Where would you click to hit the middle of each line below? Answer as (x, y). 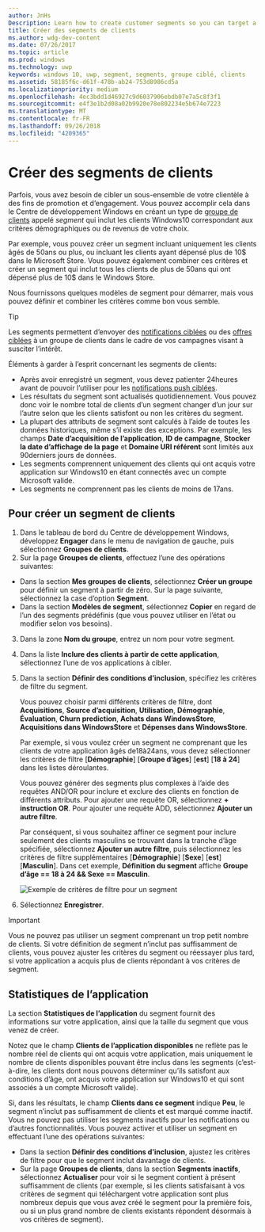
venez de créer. (34, 1030)
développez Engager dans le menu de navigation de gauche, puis (127, 541)
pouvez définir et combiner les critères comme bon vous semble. (114, 301)
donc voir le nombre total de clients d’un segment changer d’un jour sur (136, 404)
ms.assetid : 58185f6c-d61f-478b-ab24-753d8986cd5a (93, 82)
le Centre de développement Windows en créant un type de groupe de (123, 212)
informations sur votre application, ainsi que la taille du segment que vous (129, 1022)
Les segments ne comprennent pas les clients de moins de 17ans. (127, 489)
